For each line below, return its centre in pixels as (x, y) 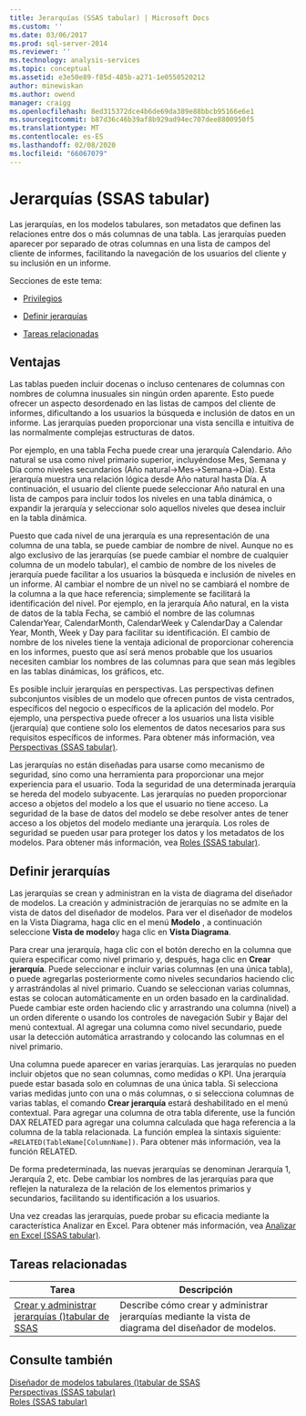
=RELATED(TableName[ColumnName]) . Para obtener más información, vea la (145, 1142)
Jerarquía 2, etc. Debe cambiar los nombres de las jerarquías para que (142, 1179)
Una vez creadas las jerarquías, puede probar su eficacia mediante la (139, 1216)
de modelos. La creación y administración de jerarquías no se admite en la (149, 903)
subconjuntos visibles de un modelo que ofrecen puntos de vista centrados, (152, 699)
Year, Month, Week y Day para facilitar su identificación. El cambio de (140, 633)
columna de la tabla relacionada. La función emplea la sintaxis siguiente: (145, 1132)
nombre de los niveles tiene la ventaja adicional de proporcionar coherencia (152, 642)
